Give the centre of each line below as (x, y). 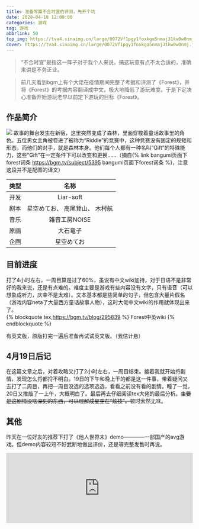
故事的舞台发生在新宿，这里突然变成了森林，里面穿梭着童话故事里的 (96, 133)
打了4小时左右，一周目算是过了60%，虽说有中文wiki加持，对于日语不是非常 (99, 280)
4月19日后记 (29, 356)
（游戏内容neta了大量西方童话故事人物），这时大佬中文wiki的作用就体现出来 (98, 302)
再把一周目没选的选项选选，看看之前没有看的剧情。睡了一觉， (118, 386)
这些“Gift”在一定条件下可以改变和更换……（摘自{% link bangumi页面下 (102, 155)
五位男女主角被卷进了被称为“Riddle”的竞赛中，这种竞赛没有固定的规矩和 (104, 140)
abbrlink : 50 (22, 34)
